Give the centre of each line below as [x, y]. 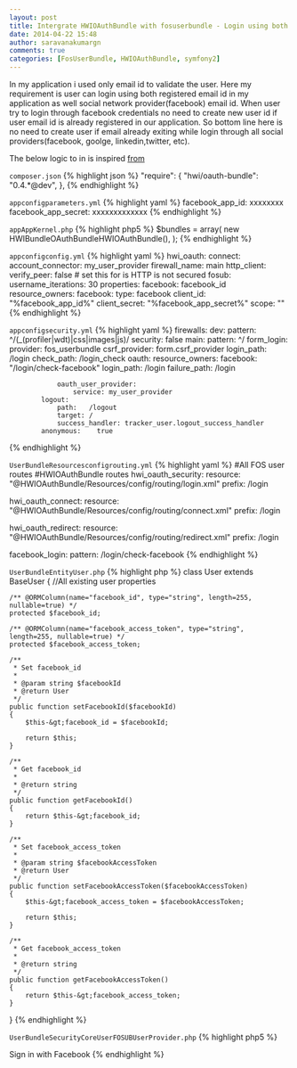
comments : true [37, 51]
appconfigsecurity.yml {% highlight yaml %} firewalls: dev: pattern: [133, 330]
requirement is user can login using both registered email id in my [129, 94]
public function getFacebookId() [71, 801]
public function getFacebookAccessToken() [89, 980]
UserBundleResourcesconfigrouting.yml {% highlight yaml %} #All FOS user [147, 465]
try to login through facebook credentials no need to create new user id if [144, 113]
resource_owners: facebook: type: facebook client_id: [108, 294]
